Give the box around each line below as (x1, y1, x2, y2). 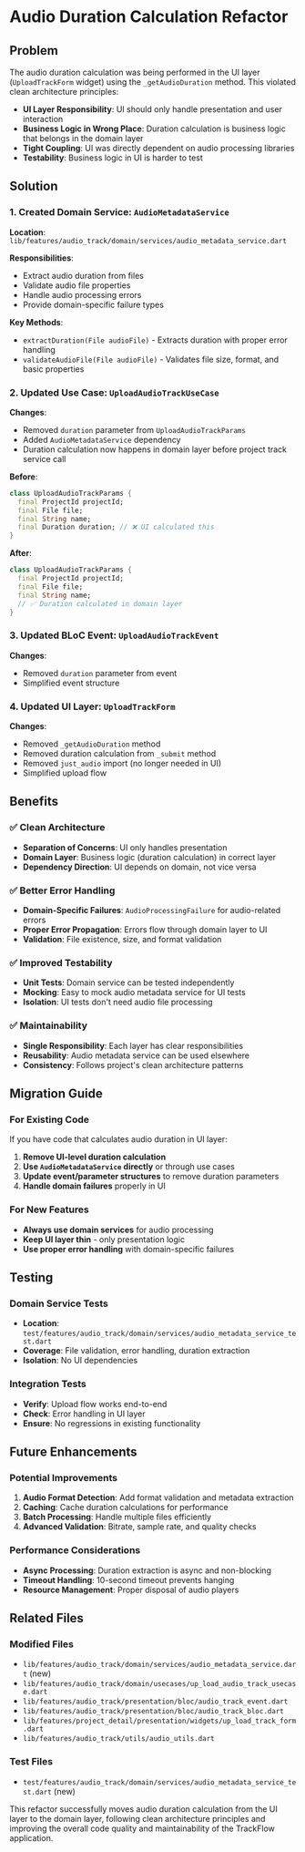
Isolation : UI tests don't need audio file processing (22, 996, 213, 1008)
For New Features (9, 1203, 89, 1216)
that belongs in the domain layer (22, 133, 144, 143)
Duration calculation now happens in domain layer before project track (22, 444, 288, 455)
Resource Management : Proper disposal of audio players (22, 1584, 239, 1595)
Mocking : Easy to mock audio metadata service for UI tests (22, 987, 246, 998)
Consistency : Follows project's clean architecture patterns (22, 1059, 244, 1070)
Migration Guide (9, 1086, 103, 1102)
